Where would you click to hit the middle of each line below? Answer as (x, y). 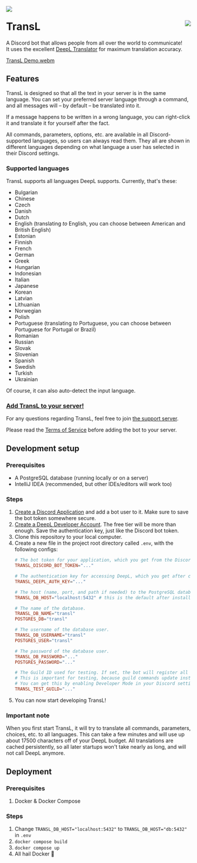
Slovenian (26, 355)
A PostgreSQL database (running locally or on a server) (81, 478)
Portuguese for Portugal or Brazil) (55, 329)
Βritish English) (33, 230)
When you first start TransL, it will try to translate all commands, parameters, (98, 728)
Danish (23, 211)
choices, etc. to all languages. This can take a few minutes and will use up (95, 735)
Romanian (27, 336)
